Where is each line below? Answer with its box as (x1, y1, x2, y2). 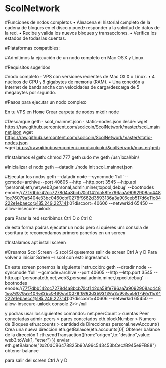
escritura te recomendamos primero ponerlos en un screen (5, 229, 125, 236)
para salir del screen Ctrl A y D (5, 357, 68, 363)
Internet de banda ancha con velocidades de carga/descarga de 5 (5, 84, 140, 90)
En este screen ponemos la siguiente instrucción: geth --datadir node (5, 264, 147, 270)
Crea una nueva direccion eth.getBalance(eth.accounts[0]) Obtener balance (5, 326, 160, 332)
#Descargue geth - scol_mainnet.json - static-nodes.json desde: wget (5, 118, 148, 124)
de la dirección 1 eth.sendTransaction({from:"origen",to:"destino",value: (5, 331, 151, 338)
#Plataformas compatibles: (5, 45, 60, 51)
